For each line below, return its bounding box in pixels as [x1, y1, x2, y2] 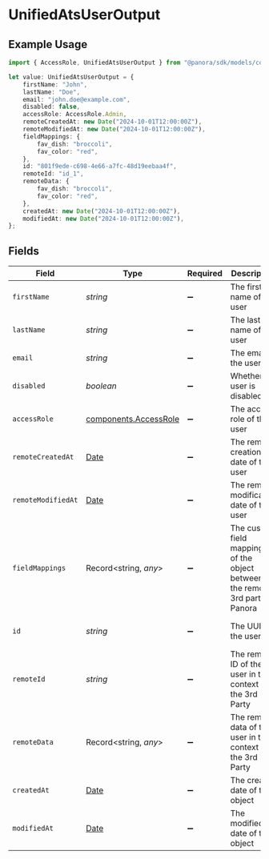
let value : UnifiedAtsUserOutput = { [8, 73, 134, 81]
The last [230, 315, 261, 326]
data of [230, 722, 258, 733]
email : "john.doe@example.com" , [22, 95, 130, 103]
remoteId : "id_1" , [22, 170, 84, 178]
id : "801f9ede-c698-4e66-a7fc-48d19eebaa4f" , [22, 163, 178, 171]
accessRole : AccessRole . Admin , [22, 110, 127, 118]
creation [230, 447, 262, 458]
